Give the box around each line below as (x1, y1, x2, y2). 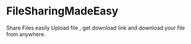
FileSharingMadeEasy (6, 4, 119, 18)
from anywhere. (6, 30, 46, 37)
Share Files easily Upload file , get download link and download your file (6, 24, 185, 31)
